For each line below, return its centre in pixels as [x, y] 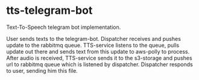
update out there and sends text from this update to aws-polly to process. [98, 51]
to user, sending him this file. [42, 70]
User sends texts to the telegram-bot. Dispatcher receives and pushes [93, 38]
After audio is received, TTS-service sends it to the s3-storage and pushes [99, 58]
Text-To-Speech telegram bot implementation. [64, 27]
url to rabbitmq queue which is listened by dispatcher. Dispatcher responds [99, 64]
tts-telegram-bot [49, 11]
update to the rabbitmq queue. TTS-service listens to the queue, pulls [93, 45]
